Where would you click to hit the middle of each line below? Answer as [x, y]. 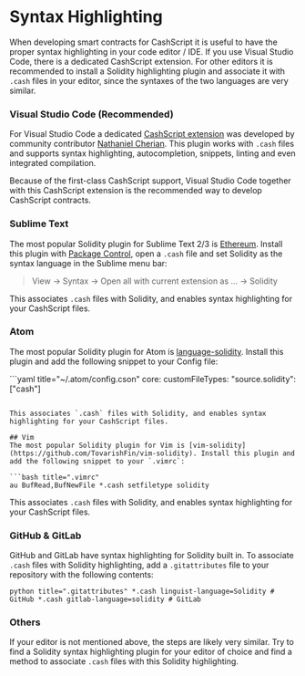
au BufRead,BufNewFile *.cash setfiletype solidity [109, 485]
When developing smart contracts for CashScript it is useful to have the [143, 42]
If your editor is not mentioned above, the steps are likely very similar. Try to [152, 642]
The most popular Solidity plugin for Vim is [97, 445]
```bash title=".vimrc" [55, 477]
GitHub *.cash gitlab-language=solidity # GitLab [106, 599]
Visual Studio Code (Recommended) [92, 114]
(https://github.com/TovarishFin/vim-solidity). [103, 453]
